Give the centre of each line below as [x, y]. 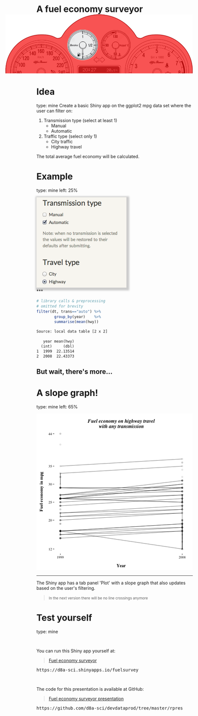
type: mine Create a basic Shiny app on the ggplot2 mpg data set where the [114, 105]
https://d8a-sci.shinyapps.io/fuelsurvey [88, 670]
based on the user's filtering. [66, 588]
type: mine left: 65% [57, 406]
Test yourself [64, 618]
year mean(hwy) [59, 341]
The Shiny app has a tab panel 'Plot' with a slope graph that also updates [111, 583]
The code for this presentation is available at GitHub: [90, 689]
